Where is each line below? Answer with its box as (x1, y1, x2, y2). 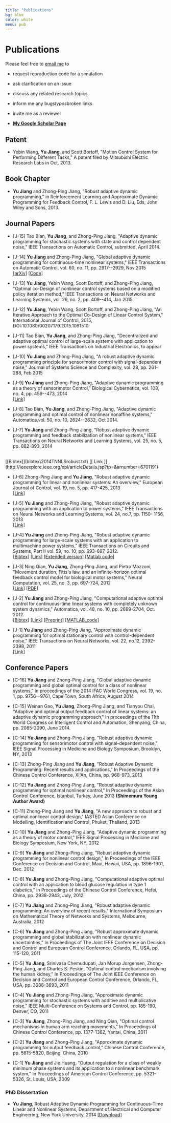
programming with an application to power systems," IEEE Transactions (12, 505, 163, 511)
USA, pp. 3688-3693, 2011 (12, 982, 69, 988)
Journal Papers (5, 219, 55, 228)
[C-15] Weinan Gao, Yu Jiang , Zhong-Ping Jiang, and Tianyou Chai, (12, 703, 155, 710)
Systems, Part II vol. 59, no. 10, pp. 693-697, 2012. (12, 548, 118, 554)
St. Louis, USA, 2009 (26, 1076, 70, 1083)
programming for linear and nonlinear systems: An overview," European (12, 479, 163, 485)
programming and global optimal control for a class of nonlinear (12, 682, 147, 689)
